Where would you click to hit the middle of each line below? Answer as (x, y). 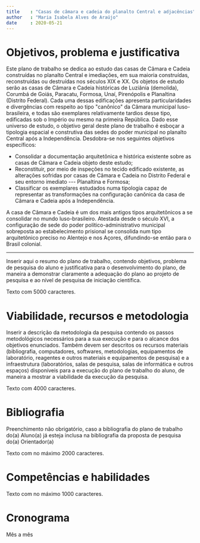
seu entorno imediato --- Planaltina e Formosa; (72, 182)
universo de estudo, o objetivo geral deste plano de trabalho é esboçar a (95, 126)
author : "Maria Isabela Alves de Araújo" (62, 17)
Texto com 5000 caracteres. (41, 292)
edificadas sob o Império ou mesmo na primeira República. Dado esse (92, 119)
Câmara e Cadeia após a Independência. (65, 201)
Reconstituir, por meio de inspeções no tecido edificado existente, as (99, 169)
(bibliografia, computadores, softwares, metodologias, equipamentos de (95, 351)
